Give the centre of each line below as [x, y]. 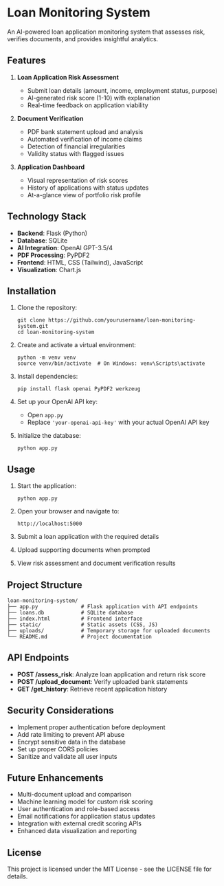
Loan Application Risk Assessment [68, 77]
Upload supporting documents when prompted [83, 550]
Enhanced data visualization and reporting [77, 831]
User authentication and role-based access [78, 809]
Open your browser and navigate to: [68, 511]
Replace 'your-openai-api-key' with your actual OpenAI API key [118, 422]
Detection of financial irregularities [76, 146]
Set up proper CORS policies [57, 749]
